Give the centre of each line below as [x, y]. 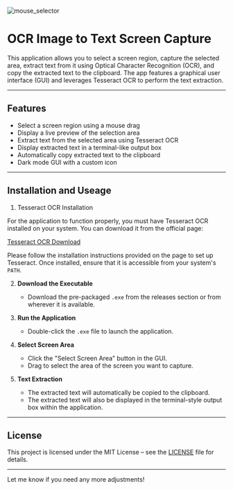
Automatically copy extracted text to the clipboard [89, 155]
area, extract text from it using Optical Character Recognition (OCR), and [111, 65]
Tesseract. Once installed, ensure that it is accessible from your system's [112, 262]
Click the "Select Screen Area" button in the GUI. [97, 358]
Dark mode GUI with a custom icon [67, 162]
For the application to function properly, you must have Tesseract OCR [108, 221]
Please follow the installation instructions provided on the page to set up [110, 255]
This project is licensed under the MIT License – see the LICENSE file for [111, 452]
